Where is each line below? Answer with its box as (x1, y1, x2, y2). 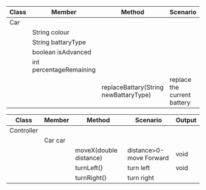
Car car (44, 136, 66, 144)
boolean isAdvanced (32, 48, 92, 56)
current (169, 91, 191, 99)
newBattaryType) (101, 91, 151, 99)
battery (169, 98, 191, 106)
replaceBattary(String (101, 83, 164, 91)
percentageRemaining (32, 65, 96, 74)
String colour (32, 28, 70, 36)
